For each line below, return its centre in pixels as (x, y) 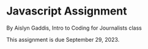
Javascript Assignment (67, 11)
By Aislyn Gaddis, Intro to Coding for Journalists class (74, 28)
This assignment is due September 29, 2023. (63, 39)
